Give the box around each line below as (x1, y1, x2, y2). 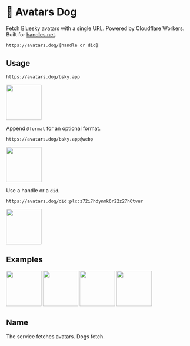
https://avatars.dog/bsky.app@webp (6, 136, 94, 142)
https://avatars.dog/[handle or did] (6, 42, 99, 48)
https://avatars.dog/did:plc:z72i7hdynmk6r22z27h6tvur (6, 198, 144, 204)
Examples (6, 255, 43, 265)
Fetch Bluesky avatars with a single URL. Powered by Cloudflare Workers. (6, 25, 185, 32)
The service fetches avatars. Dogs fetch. (6, 333, 105, 340)
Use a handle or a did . (6, 187, 60, 194)
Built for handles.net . (6, 31, 57, 38)
